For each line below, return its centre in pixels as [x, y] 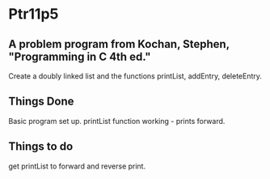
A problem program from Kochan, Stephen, [119, 44]
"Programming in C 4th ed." [80, 56]
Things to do [41, 147]
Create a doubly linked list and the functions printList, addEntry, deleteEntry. [135, 76]
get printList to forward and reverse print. [77, 166]
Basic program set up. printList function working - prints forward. [117, 121]
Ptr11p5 [34, 14]
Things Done [41, 102]
